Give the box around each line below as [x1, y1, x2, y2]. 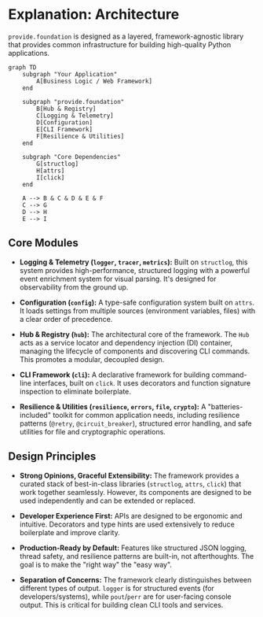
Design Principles [8, 450, 97, 464]
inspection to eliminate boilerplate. [19, 386, 132, 396]
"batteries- [207, 401, 243, 411]
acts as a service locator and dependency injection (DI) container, [19, 338, 233, 347]
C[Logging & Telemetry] [36, 112, 114, 120]
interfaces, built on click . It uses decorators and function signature [32, 378, 251, 387]
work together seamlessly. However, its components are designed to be [19, 487, 252, 497]
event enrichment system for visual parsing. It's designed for [19, 274, 217, 283]
